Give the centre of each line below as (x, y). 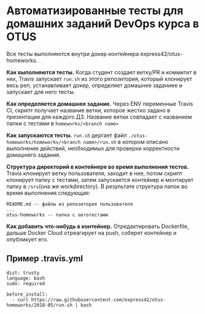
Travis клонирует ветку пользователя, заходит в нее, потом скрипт (95, 173)
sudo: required (26, 283)
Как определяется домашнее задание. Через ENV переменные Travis (100, 104)
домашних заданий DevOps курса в (103, 24)
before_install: (27, 294)
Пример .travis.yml (45, 259)
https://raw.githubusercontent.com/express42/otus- (99, 300)
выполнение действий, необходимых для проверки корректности (93, 148)
